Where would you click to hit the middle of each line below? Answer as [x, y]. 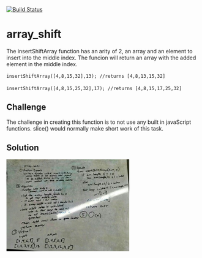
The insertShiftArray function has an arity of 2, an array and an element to [99, 51]
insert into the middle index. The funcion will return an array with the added [101, 58]
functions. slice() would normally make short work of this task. [85, 128]
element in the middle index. [42, 64]
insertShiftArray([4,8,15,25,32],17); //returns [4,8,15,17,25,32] [94, 88]
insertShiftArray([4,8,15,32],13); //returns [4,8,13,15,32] [86, 76]
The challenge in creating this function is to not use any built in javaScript [99, 122]
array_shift [34, 34]
